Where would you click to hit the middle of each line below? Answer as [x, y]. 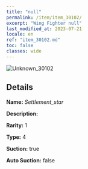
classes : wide [24, 51]
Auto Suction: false [31, 160]
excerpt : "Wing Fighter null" [44, 23]
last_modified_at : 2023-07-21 [44, 29]
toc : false [20, 46]
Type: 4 [16, 137]
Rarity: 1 [17, 125]
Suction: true [23, 148]
